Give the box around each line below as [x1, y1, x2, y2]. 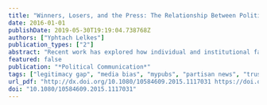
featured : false [8, 56, 62, 64]
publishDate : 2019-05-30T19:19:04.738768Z [8, 26, 151, 34]
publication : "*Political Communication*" [8, 63, 151, 71]
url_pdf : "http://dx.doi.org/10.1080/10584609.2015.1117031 [8, 77, 212, 85]
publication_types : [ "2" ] [8, 41, 94, 49]
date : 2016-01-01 [8, 19, 66, 27]
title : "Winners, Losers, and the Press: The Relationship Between [8, 11, 237, 20]
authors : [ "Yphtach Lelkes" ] [8, 33, 105, 42]
